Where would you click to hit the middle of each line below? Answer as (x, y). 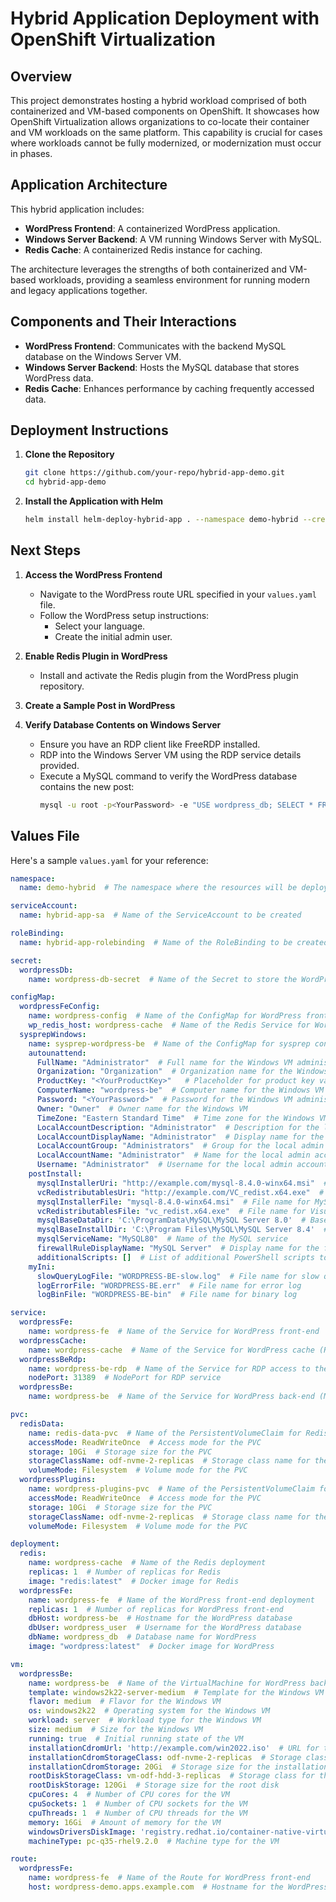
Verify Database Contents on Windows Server (123, 724)
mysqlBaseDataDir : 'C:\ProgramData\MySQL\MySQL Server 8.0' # (171, 1220)
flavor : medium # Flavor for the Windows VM (125, 1702)
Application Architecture (89, 185)
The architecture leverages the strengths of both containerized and (148, 269)
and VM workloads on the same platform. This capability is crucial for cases (166, 132)
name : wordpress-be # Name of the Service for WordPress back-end (171, 1397)
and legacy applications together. (79, 290)
